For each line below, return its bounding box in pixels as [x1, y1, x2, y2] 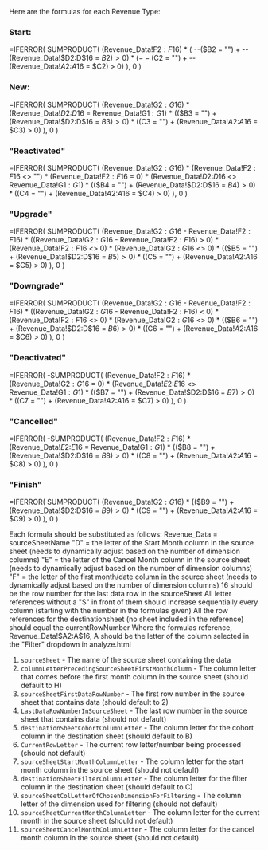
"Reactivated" [9, 145, 66, 156]
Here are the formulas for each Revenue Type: [9, 7, 161, 16]
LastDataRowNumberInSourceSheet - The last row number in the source [20, 706, 247, 716]
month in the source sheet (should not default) [20, 817, 173, 826]
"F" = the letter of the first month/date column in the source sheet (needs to [9, 572, 258, 581]
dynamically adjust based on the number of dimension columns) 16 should [9, 580, 253, 590]
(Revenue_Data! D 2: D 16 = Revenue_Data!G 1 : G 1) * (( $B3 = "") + [9, 108, 217, 118]
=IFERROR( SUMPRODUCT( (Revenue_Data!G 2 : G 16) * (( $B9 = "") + [9, 498, 235, 507]
